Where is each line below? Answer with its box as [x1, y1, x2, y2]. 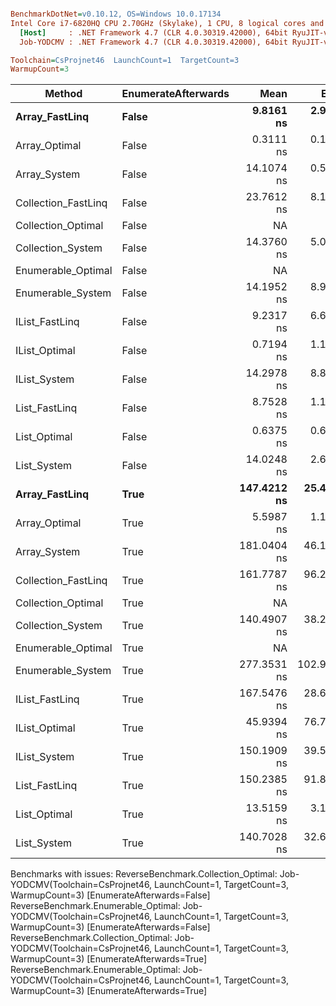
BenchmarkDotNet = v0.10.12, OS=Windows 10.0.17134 [10, 9, 222, 19]
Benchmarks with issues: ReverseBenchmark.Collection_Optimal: [10, 868, 278, 880]
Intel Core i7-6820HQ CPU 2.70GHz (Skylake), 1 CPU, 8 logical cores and [10, 18, 325, 28]
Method [44, 87, 83, 101]
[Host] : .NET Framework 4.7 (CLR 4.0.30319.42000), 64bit [19, 27, 288, 38]
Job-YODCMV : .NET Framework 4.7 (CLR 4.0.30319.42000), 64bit [19, 37, 288, 47]
